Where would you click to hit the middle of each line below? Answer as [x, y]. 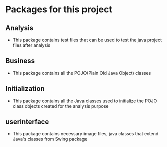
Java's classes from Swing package [50, 139]
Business [20, 61]
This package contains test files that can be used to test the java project [87, 40]
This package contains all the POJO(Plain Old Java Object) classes [82, 73]
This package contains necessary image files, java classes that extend [86, 134]
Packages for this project [59, 9]
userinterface [27, 122]
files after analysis [31, 45]
